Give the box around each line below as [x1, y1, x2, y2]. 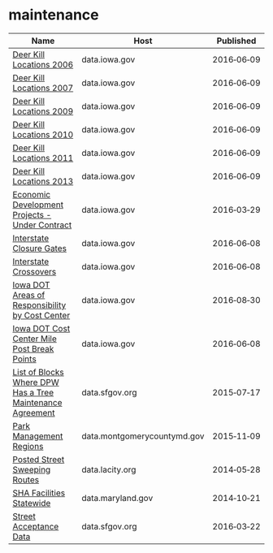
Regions [12, 440, 44, 451]
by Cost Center [12, 309, 71, 321]
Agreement [12, 407, 55, 418]
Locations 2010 [12, 128, 74, 140]
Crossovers [12, 266, 57, 277]
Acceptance [12, 521, 59, 532]
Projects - [12, 209, 52, 220]
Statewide [12, 497, 51, 508]
